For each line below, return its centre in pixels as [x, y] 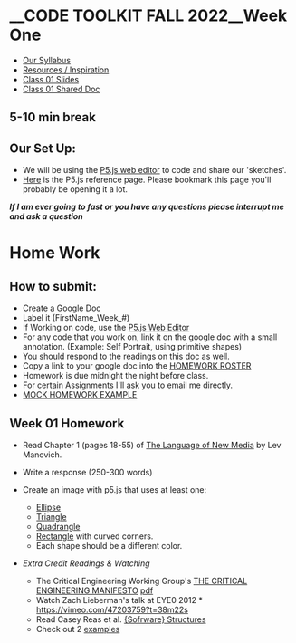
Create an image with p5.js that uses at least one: [115, 489]
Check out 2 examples [78, 629]
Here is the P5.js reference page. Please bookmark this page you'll [147, 180]
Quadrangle [58, 526]
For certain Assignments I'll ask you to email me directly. [128, 385]
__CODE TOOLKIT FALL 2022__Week [148, 16]
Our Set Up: [43, 148]
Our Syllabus [46, 60]
